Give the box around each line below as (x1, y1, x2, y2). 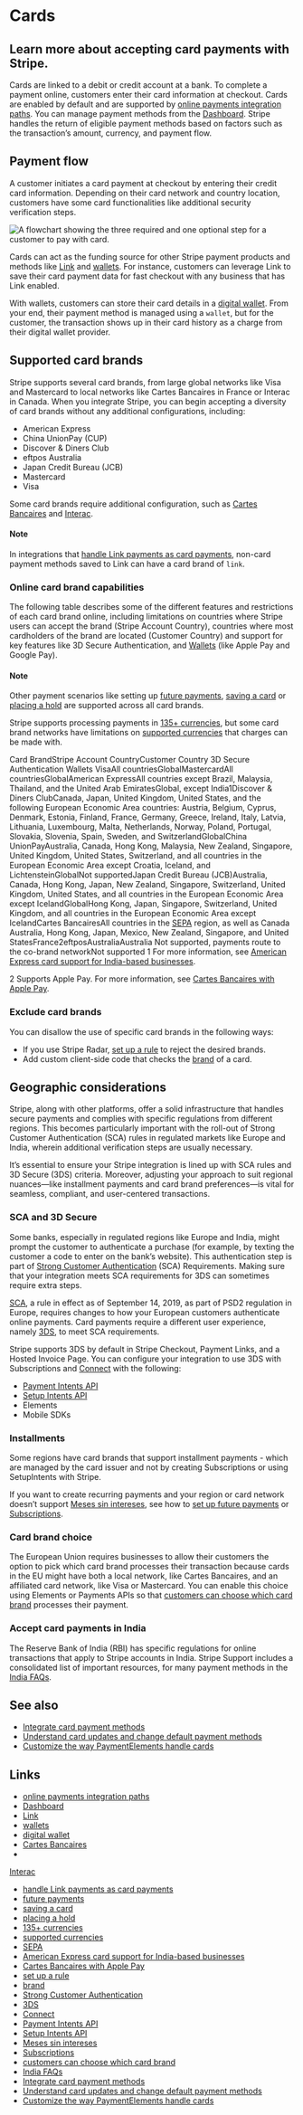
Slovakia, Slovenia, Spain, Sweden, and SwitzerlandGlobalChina (9, 831, 247, 842)
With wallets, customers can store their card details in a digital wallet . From (9, 298, 289, 308)
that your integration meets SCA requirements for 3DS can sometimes (9, 1270, 270, 1281)
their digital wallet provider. (9, 327, 111, 337)
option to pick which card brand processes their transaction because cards (9, 1561, 289, 1572)
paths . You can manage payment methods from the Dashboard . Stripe (9, 109, 271, 119)
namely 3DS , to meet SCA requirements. (9, 1326, 160, 1337)
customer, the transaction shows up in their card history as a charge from (9, 317, 283, 327)
